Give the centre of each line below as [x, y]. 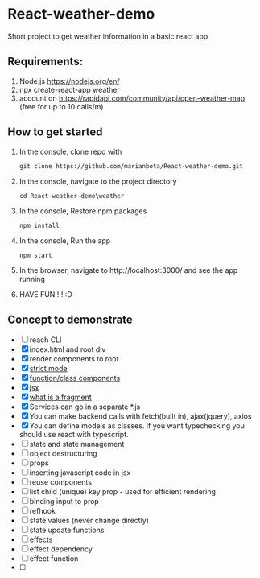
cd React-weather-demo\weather [72, 196]
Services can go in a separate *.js [85, 407]
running [32, 279]
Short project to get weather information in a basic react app [108, 36]
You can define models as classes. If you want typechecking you [137, 426]
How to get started [55, 132]
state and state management [77, 444]
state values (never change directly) [89, 521]
